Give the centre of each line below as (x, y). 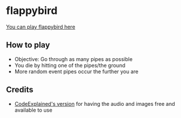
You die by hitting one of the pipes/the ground (70, 65)
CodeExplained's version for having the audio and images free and (95, 103)
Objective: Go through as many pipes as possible (74, 59)
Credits (20, 90)
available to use (33, 110)
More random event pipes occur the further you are (76, 71)
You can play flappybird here (41, 27)
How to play (28, 45)
